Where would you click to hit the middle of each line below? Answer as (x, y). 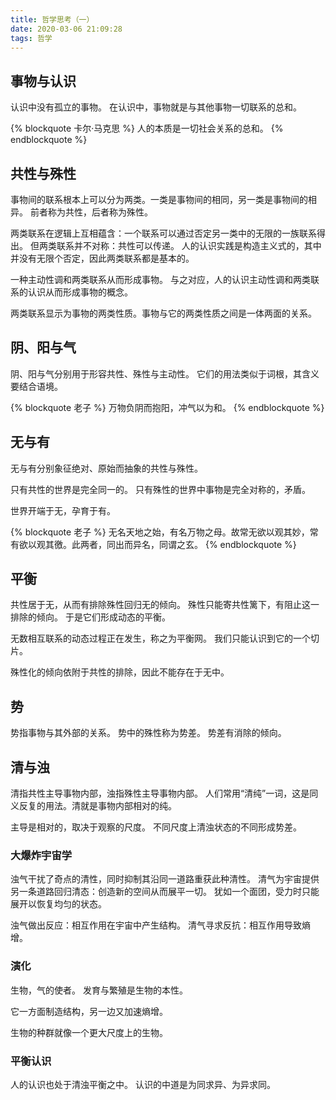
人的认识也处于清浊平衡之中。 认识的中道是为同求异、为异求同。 (143, 1084)
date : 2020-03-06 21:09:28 (66, 29)
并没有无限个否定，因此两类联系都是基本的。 (102, 258)
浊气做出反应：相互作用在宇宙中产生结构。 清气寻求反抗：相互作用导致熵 (160, 925)
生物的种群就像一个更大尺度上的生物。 (89, 1032)
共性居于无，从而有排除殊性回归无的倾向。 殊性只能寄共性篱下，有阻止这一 (165, 605)
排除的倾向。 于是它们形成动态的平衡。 (90, 617)
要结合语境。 (36, 386)
